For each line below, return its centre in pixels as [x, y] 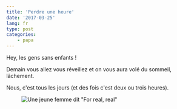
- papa [25, 40]
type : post [20, 29]
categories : [21, 35]
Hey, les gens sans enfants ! [42, 58]
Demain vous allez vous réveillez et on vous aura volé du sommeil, [89, 69]
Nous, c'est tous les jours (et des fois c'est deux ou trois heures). [88, 88]
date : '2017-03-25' [31, 18]
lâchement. [20, 76]
